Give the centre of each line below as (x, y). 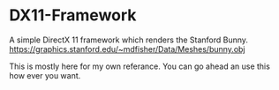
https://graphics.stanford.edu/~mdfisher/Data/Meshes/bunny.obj (127, 49)
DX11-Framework (73, 15)
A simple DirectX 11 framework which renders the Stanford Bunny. (129, 40)
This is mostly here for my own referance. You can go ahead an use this (140, 66)
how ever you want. (45, 75)
